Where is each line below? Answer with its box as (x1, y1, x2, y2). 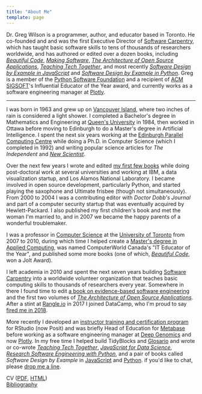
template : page (6, 14, 44, 20)
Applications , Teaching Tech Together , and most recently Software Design (6, 62, 191, 70)
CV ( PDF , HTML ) (6, 374, 47, 381)
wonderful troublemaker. (6, 219, 67, 226)
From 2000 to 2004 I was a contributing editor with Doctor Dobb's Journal (6, 193, 191, 201)
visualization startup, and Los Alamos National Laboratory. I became (6, 175, 176, 182)
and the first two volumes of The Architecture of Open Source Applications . (6, 294, 194, 301)
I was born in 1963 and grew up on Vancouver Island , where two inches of (6, 106, 190, 113)
